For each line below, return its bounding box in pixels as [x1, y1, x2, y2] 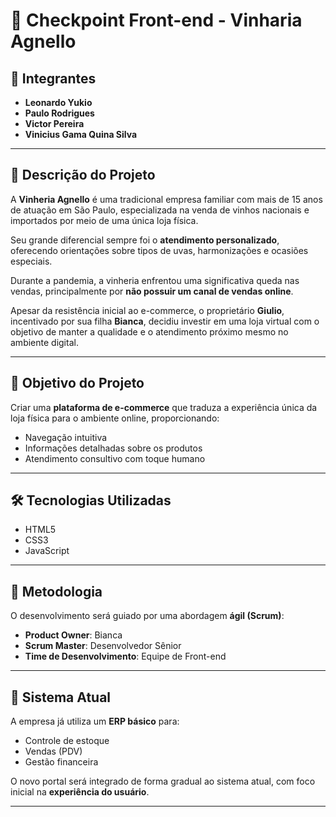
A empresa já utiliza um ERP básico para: [10, 715, 180, 728]
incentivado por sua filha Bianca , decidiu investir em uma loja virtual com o [10, 315, 320, 327]
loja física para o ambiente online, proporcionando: [10, 412, 220, 424]
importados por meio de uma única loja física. [10, 214, 199, 226]
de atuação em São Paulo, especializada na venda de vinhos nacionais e [10, 204, 310, 216]
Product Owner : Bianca [24, 629, 123, 641]
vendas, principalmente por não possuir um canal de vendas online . [10, 285, 294, 297]
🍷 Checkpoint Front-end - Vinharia [10, 9, 303, 32]
